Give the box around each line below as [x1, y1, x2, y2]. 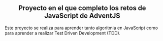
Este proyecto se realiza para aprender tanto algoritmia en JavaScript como [4, 25, 158, 31]
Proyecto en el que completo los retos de [18, 4, 146, 12]
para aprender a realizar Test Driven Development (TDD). [4, 30, 121, 36]
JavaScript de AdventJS [44, 12, 120, 20]
